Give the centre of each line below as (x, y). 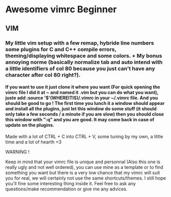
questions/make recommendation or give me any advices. (67, 189)
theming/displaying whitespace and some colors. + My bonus (84, 56)
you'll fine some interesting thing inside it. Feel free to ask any (71, 183)
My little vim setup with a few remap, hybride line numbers (80, 43)
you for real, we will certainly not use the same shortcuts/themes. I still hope (86, 178)
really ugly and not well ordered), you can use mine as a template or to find (84, 167)
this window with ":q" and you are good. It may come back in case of (80, 120)
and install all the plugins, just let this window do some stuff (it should (81, 109)
